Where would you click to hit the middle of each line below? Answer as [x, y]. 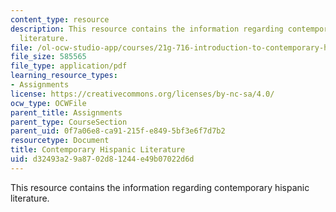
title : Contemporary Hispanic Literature [98, 150]
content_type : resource [60, 19]
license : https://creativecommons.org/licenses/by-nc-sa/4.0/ [142, 94]
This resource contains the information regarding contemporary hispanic [160, 187]
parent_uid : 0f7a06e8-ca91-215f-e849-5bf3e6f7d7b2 [118, 131]
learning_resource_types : [64, 76]
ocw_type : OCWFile [48, 103]
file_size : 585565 [48, 57]
